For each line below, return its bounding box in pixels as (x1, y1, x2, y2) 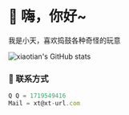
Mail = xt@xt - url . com (8, 100, 81, 108)
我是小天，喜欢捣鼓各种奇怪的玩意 (8, 35, 121, 45)
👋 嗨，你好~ (8, 7, 87, 26)
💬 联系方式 (8, 73, 50, 84)
